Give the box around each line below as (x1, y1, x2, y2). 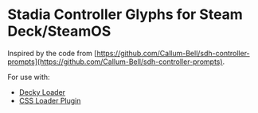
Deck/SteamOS (7, 22, 111, 40)
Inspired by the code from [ (7, 48, 97, 58)
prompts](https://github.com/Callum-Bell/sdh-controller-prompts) (7, 57, 224, 66)
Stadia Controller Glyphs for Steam (7, 6, 244, 24)
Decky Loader (18, 87, 65, 96)
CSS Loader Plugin (18, 96, 81, 105)
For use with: (7, 72, 50, 81)
